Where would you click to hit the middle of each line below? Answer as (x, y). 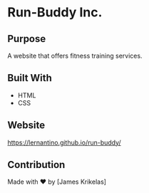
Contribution (36, 165)
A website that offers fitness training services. (75, 56)
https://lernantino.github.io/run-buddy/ (64, 142)
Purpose (27, 39)
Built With (30, 78)
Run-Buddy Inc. (55, 12)
